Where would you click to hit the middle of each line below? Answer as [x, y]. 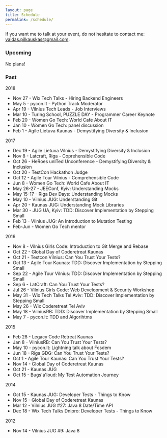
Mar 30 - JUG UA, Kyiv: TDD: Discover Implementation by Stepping [83, 210]
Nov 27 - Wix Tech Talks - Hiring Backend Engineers [68, 98]
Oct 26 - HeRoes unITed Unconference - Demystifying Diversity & [82, 161]
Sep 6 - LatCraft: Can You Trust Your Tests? [59, 284]
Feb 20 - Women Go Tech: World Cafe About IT [62, 120]
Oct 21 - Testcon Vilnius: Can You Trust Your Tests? [66, 257]
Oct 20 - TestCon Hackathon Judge [50, 172]
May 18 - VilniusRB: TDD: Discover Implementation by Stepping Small [85, 311]
